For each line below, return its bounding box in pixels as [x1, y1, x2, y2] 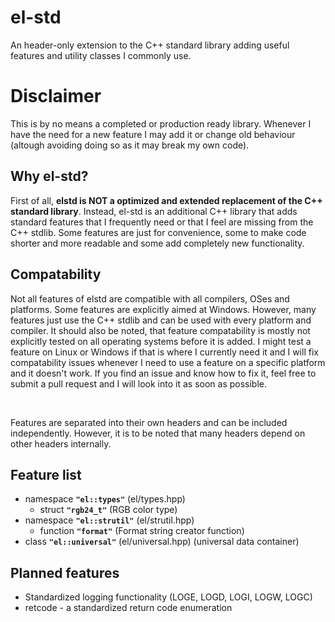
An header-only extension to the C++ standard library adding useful [10, 39, 290, 51]
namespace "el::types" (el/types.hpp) [24, 493, 186, 505]
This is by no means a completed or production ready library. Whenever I [10, 117, 312, 130]
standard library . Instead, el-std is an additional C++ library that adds [10, 205, 298, 217]
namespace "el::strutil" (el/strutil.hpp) [24, 514, 195, 526]
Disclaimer [10, 85, 102, 108]
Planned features [10, 564, 120, 581]
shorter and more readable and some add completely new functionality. [10, 237, 305, 249]
